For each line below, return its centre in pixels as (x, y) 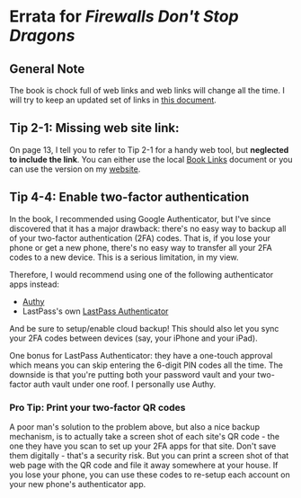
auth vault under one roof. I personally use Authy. (124, 384)
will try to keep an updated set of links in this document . (113, 100)
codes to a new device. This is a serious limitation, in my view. (124, 257)
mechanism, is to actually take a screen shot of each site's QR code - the (145, 436)
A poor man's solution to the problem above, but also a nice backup (135, 427)
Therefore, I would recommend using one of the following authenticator (142, 274)
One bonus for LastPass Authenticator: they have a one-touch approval (141, 355)
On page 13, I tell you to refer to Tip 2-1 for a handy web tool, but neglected (149, 149)
